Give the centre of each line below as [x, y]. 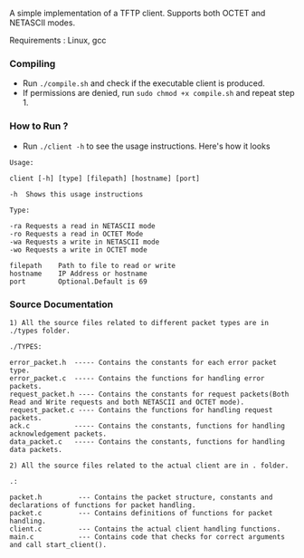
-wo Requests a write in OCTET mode [78, 250]
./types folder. [40, 331]
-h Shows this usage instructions [76, 194]
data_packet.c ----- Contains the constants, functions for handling [147, 442]
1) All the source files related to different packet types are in [139, 322]
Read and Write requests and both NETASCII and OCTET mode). [127, 402]
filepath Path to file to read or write [93, 265]
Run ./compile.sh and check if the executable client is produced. [143, 83]
